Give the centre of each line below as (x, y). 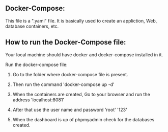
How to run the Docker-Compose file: (66, 42)
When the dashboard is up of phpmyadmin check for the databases (83, 119)
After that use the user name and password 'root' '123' (70, 109)
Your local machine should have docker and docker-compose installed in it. (84, 54)
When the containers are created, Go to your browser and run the (81, 94)
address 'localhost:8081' (38, 100)
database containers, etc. (32, 26)
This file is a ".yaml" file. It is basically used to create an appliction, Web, (81, 20)
